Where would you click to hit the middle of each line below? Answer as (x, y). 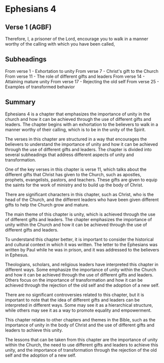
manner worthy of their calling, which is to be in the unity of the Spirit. (75, 129)
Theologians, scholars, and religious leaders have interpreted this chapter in (82, 264)
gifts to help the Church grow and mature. (47, 204)
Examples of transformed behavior (40, 87)
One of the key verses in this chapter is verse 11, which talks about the (76, 169)
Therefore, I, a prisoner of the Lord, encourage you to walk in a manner (77, 39)
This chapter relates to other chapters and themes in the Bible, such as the (80, 319)
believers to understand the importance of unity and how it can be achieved (82, 144)
